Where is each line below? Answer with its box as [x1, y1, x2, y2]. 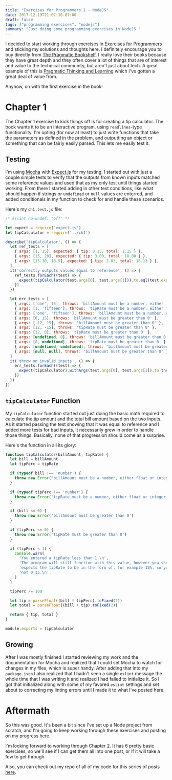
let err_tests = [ [10, 296, 50, 302]
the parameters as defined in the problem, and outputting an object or [5, 135, 153, 141]
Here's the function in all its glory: [5, 442, 77, 448]
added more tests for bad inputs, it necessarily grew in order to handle [5, 426, 154, 433]
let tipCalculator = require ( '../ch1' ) [5, 230, 91, 235]
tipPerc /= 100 [10, 589, 42, 594]
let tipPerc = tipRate [10, 461, 58, 467]
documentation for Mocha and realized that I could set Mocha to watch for [5, 659, 162, 665]
